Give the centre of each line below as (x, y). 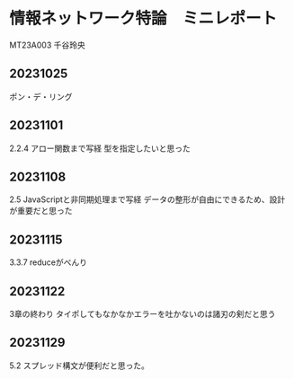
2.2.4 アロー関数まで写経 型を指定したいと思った (100, 148)
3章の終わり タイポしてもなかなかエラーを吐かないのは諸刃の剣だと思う (143, 314)
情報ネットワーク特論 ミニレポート (143, 18)
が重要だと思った (41, 211)
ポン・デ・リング (41, 96)
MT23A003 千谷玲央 (47, 45)
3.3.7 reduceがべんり (49, 262)
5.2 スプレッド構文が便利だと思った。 (80, 366)
